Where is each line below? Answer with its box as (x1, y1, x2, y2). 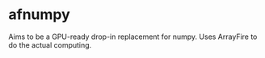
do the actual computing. (8, 40, 92, 49)
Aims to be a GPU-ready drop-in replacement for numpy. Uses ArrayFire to (8, 32, 258, 41)
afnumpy (8, 6, 70, 24)
